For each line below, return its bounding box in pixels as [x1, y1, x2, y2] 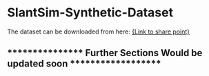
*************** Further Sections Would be [7, 47, 203, 59]
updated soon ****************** [7, 58, 161, 70]
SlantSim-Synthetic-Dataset [7, 5, 174, 21]
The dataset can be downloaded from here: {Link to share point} [7, 27, 190, 36]
